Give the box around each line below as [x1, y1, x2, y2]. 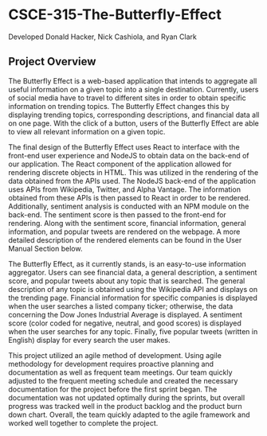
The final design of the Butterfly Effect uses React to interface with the [8, 142, 241, 152]
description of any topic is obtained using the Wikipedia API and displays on [8, 284, 257, 294]
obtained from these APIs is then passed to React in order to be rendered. [8, 193, 251, 202]
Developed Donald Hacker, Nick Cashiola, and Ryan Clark [8, 32, 197, 41]
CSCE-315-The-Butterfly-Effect [8, 6, 222, 24]
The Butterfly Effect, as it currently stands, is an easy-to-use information [8, 259, 247, 268]
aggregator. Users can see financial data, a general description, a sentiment [8, 267, 257, 277]
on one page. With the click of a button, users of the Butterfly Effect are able [8, 118, 259, 128]
